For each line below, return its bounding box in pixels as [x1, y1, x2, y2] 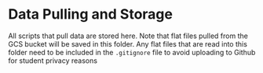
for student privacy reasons [8, 56, 98, 65]
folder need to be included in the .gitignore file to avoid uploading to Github [8, 47, 256, 57]
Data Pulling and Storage [8, 5, 173, 23]
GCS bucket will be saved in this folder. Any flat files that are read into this [8, 39, 247, 48]
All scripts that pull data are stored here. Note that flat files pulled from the [8, 31, 249, 40]
